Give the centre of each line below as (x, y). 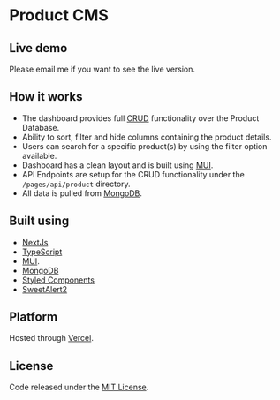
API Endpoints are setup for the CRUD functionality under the (133, 174)
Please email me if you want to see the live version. (102, 69)
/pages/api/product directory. (76, 184)
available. (39, 155)
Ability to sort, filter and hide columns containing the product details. (147, 137)
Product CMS (59, 15)
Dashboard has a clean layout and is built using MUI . (117, 165)
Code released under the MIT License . (79, 387)
